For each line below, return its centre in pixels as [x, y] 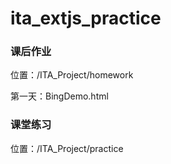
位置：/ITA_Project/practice [67, 148]
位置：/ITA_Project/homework [72, 75]
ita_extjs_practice [86, 18]
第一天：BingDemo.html [59, 96]
